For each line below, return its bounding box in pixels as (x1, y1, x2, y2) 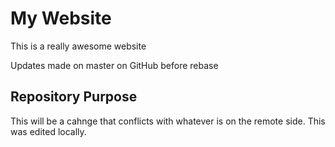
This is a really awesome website (10, 40, 147, 52)
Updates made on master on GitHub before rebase (10, 59, 219, 71)
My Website (10, 7, 112, 30)
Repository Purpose (10, 88, 138, 106)
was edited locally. (10, 125, 87, 137)
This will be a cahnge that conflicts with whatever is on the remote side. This (10, 115, 326, 127)
